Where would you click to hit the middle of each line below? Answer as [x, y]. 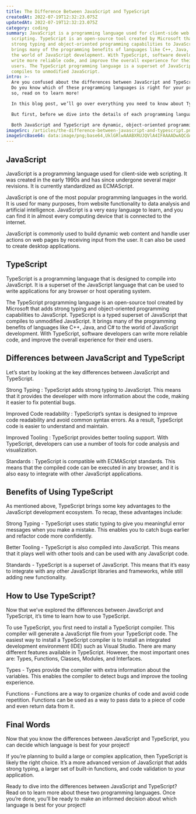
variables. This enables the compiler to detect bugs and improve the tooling [97, 676]
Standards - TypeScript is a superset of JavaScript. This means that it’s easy [98, 565]
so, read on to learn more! [45, 93]
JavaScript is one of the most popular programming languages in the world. [97, 197]
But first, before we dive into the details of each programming [92, 114]
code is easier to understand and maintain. [57, 426]
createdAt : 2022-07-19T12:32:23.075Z [52, 17]
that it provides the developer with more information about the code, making [98, 396]
